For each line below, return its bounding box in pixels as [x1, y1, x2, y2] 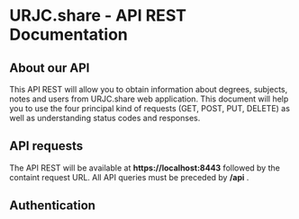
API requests [9, 138, 84, 153]
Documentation [9, 24, 129, 45]
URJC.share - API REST [9, 5, 187, 26]
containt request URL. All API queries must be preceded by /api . [9, 171, 249, 182]
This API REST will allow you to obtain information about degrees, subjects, [9, 84, 288, 94]
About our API [9, 60, 90, 75]
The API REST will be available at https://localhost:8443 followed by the [9, 162, 281, 173]
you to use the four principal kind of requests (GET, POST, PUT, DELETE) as [9, 103, 291, 113]
